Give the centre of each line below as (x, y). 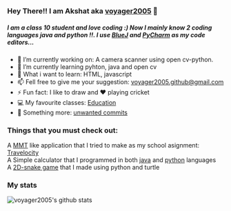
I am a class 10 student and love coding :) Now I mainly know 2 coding (110, 28)
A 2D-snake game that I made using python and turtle (83, 168)
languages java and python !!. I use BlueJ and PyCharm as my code (106, 34)
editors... (21, 42)
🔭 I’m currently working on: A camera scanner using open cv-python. (115, 59)
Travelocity (23, 153)
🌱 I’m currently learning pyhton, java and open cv (87, 67)
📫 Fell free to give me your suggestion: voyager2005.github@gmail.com (120, 81)
